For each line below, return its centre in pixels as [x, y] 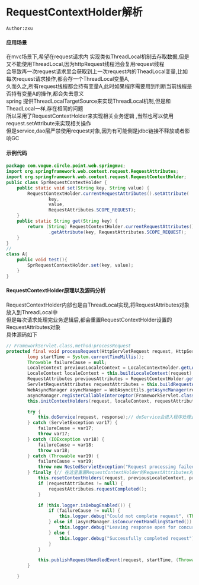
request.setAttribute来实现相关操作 [49, 124]
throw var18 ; [54, 450]
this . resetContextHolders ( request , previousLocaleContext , [112, 478]
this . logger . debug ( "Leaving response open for [118, 527]
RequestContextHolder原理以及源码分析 [56, 290]
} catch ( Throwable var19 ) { [63, 456]
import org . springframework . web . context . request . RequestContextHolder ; [96, 177]
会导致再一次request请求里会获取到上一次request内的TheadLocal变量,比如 [97, 71]
